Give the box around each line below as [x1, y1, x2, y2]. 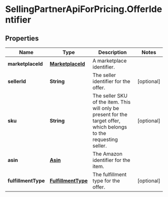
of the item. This [92, 98, 131, 105]
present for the [92, 111, 127, 118]
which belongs [92, 123, 127, 130]
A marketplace [92, 57, 127, 64]
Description [98, 49, 127, 55]
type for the [92, 177, 120, 184]
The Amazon [92, 150, 122, 157]
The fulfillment [92, 171, 126, 178]
